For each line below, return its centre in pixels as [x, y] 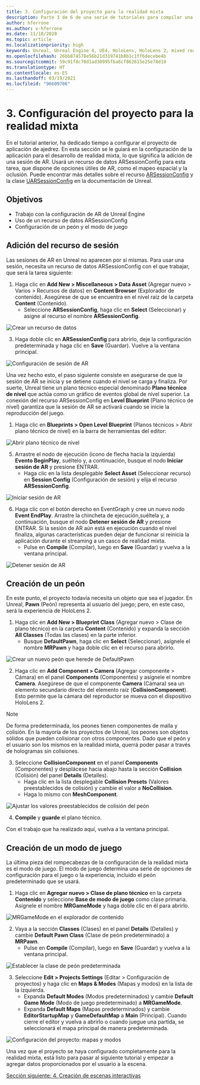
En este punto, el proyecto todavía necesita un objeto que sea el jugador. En [99, 598]
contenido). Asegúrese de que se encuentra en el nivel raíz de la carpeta [104, 297]
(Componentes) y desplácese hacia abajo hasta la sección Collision [98, 769]
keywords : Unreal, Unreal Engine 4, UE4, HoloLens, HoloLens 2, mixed [96, 51]
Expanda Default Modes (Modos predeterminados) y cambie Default [108, 997]
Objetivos [24, 200]
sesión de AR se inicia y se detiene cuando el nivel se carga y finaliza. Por [97, 381]
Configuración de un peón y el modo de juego [71, 226]
